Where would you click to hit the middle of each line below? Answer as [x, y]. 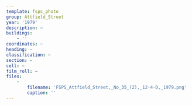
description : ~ [25, 28]
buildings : [19, 33]
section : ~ [19, 60]
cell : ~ [16, 66]
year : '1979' [22, 22]
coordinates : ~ [25, 44]
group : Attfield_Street [35, 17]
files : [14, 76]
